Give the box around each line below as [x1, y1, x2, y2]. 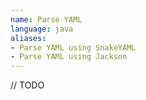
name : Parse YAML [10, 14, 83, 25]
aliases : [10, 33, 47, 43]
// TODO [10, 79, 45, 91]
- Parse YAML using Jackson [10, 52, 128, 62]
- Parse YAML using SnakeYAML [10, 42, 137, 53]
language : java [10, 24, 74, 34]
